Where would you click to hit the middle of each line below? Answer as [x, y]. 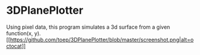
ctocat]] [16, 46]
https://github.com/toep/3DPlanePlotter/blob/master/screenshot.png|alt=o [102, 39]
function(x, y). [24, 33]
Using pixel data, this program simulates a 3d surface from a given [88, 27]
